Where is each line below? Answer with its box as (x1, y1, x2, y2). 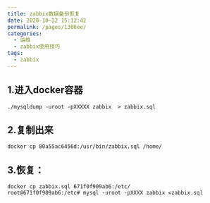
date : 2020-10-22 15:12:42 (7, 17, 87, 24)
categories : (7, 30, 42, 37)
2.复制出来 (7, 124, 54, 136)
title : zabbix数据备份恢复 (7, 10, 80, 18)
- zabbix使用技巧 (13, 43, 61, 50)
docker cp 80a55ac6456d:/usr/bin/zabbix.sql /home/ (7, 143, 162, 150)
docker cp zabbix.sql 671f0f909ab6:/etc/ (7, 183, 131, 190)
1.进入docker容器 (7, 84, 83, 96)
